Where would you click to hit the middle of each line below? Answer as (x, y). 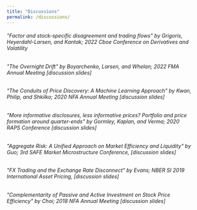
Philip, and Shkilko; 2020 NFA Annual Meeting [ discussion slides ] (86, 97)
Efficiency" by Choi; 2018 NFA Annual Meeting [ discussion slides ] (86, 201)
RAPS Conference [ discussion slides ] (52, 127)
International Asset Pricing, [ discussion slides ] (63, 177)
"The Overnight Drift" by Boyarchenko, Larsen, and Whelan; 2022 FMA (93, 66)
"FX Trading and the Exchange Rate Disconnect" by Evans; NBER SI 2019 (96, 170)
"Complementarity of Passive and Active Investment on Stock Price (89, 195)
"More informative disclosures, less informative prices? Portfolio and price (97, 115)
